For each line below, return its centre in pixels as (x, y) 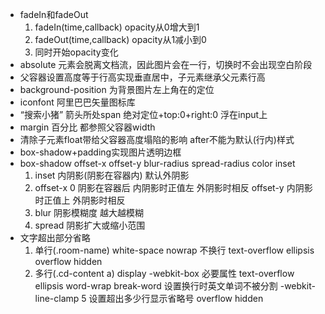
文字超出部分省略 (55, 237)
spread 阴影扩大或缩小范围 (90, 225)
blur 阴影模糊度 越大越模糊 (89, 212)
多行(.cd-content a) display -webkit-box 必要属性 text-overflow (164, 273)
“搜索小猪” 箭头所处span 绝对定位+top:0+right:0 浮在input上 (143, 114)
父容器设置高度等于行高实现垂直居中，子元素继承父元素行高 (142, 77)
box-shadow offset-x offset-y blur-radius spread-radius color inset (157, 163)
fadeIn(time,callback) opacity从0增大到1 (117, 27)
